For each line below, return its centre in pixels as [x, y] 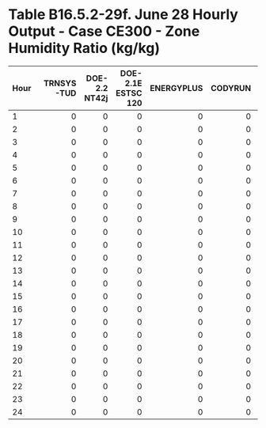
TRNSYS [60, 83]
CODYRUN [231, 88]
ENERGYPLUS [177, 88]
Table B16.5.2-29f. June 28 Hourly [123, 15]
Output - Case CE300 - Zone [104, 31]
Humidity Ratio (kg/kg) [84, 48]
